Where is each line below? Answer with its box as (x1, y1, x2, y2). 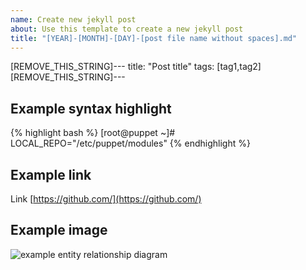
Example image (10, 222, 108, 239)
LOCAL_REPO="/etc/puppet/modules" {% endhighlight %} (10, 137, 251, 150)
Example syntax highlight (10, 100, 172, 117)
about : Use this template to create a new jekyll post (10, 24, 244, 34)
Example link (10, 166, 92, 183)
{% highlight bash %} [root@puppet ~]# (10, 127, 176, 139)
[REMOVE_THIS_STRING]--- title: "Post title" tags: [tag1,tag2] (10, 61, 262, 73)
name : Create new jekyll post (10, 14, 137, 25)
